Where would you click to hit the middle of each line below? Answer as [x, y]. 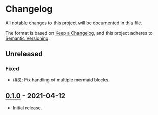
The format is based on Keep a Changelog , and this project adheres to [79, 33]
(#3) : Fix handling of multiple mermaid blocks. [61, 80]
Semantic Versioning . [28, 38]
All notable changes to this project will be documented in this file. [74, 23]
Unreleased [24, 54]
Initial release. [27, 108]
